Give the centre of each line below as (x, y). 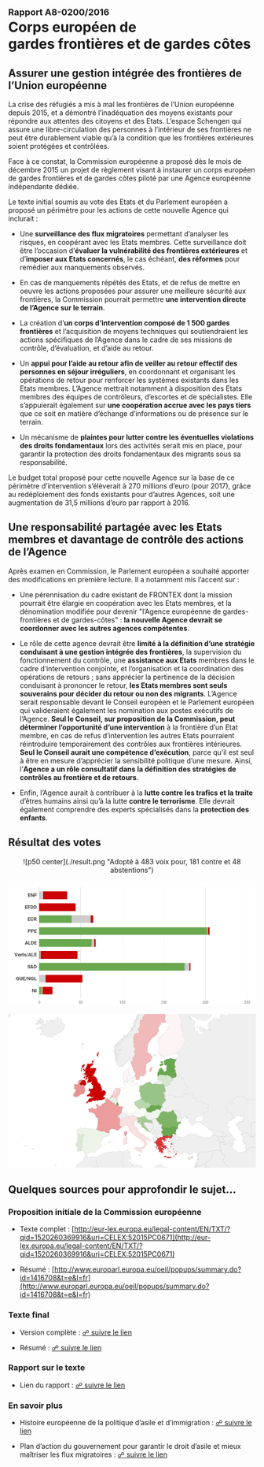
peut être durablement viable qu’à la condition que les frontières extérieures (131, 138)
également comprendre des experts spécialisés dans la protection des (134, 809)
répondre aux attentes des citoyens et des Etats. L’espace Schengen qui (125, 121)
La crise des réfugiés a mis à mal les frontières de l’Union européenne (121, 104)
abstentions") (132, 870)
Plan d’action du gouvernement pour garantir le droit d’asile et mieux (130, 1447)
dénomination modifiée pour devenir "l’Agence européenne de (120, 611)
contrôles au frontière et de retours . (79, 777)
